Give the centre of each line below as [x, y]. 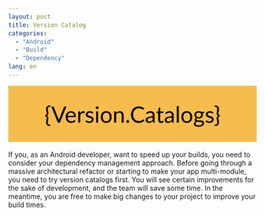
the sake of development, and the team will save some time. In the [116, 188]
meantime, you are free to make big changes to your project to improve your [132, 196]
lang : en [22, 67]
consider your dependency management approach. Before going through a [130, 162]
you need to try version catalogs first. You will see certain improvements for [131, 179]
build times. [27, 204]
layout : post [30, 17]
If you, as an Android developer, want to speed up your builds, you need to [129, 155]
